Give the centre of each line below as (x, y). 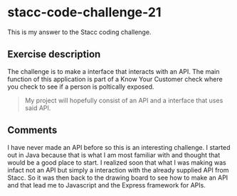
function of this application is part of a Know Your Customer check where (115, 79)
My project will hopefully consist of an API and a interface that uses (124, 100)
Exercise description (54, 54)
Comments (32, 130)
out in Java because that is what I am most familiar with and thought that (114, 155)
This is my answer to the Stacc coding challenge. (79, 32)
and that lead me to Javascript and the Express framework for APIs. (107, 185)
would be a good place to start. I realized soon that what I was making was (117, 162)
